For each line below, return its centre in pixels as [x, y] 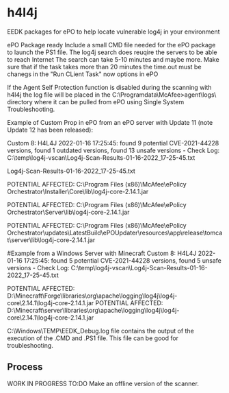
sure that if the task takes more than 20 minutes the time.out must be [104, 67]
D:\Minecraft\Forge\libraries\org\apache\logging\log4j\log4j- [92, 296]
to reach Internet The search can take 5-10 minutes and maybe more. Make [113, 59]
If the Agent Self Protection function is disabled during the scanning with [109, 87]
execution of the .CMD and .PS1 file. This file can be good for [93, 338]
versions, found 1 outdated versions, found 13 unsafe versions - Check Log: [113, 150]
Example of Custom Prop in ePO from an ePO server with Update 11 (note [110, 122]
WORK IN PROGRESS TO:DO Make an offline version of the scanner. [103, 383]
